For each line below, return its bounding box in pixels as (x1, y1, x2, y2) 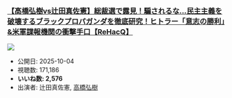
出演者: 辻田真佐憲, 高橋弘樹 (17, 83, 98, 92)
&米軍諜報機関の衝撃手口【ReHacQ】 (7, 26, 134, 36)
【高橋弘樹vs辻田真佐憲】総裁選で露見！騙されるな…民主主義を (7, 6, 223, 15)
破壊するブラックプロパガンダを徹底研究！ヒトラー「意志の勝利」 (7, 16, 225, 26)
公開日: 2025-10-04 (17, 57, 75, 65)
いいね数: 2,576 (17, 74, 63, 83)
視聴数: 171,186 (17, 66, 59, 74)
